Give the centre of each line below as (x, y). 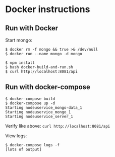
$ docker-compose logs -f (32, 145)
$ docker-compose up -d (30, 103)
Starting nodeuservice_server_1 (39, 116)
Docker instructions (48, 9)
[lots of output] (23, 149)
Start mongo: (19, 40)
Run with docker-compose (48, 87)
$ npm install (20, 63)
